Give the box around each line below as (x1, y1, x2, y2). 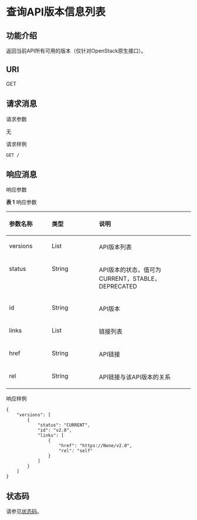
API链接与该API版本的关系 (98, 373, 171, 381)
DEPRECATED (98, 283, 138, 291)
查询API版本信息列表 (6, 5, 106, 19)
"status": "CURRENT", (37, 422, 91, 428)
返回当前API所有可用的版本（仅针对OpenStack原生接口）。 (6, 48, 147, 54)
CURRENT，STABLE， (98, 274, 161, 283)
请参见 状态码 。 (6, 508, 42, 515)
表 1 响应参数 (6, 199, 37, 206)
